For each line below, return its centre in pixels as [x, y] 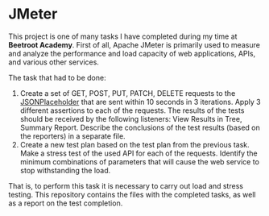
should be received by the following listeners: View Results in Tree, [131, 118]
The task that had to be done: [57, 77]
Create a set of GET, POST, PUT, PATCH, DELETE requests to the [128, 93]
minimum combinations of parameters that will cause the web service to [140, 161]
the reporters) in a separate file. [73, 136]
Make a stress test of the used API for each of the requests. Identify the [139, 153]
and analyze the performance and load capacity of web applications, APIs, [132, 53]
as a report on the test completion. [66, 203]
